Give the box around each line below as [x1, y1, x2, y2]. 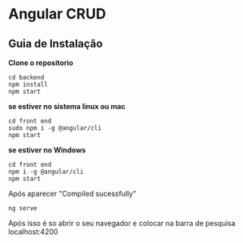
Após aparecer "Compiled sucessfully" [8, 189, 137, 198]
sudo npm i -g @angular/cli [8, 124, 102, 132]
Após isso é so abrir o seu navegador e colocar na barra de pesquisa [8, 218, 236, 228]
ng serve [8, 205, 38, 213]
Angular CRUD [8, 5, 106, 23]
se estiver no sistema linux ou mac [8, 102, 125, 111]
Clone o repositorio [8, 58, 74, 67]
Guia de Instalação [8, 37, 103, 51]
